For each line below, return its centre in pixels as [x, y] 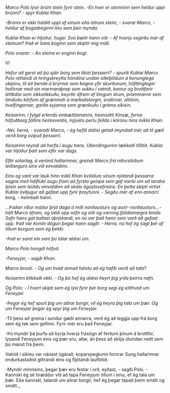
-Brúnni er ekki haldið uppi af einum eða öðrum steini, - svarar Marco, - [80, 23]
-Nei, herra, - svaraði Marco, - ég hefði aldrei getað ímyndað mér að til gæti [84, 130]
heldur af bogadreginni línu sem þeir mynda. [52, 28]
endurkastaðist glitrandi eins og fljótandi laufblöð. [57, 359]
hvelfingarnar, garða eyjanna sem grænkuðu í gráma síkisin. [69, 105]
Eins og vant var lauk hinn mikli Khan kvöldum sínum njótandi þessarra [79, 176]
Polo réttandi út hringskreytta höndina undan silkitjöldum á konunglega [80, 78]
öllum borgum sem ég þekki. [35, 229]
